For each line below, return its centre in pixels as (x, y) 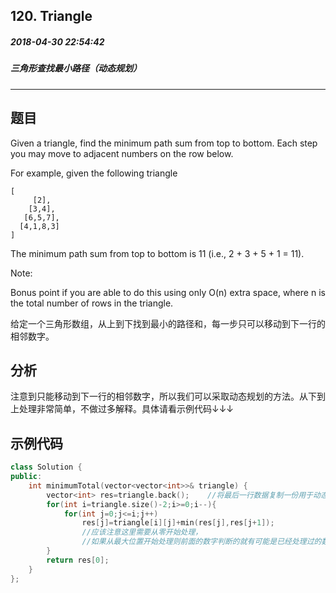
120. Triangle (51, 16)
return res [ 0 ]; (78, 560)
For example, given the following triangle (94, 173)
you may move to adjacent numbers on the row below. (122, 153)
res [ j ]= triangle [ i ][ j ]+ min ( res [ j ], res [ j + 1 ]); (178, 523)
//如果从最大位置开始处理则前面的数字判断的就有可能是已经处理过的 (201, 542)
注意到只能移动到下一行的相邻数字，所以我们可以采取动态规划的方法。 (155, 396)
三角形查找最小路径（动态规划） (76, 68)
